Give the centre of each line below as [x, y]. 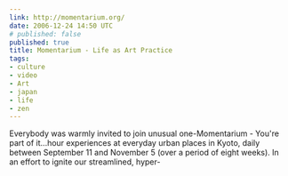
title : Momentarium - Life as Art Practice [91, 51]
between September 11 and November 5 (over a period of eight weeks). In [144, 153]
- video [24, 76]
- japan [24, 92]
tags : [19, 59]
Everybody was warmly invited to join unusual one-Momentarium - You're [144, 133]
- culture [28, 68]
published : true [39, 42]
